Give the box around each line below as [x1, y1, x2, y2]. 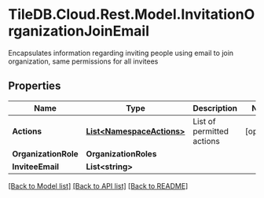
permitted [192, 126, 229, 137]
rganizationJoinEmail [8, 22, 149, 40]
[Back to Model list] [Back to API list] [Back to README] [8, 181, 189, 190]
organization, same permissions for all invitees [8, 57, 159, 66]
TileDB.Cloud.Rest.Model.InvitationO [8, 5, 255, 24]
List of [192, 115, 216, 126]
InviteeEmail [12, 161, 60, 172]
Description [192, 102, 238, 113]
